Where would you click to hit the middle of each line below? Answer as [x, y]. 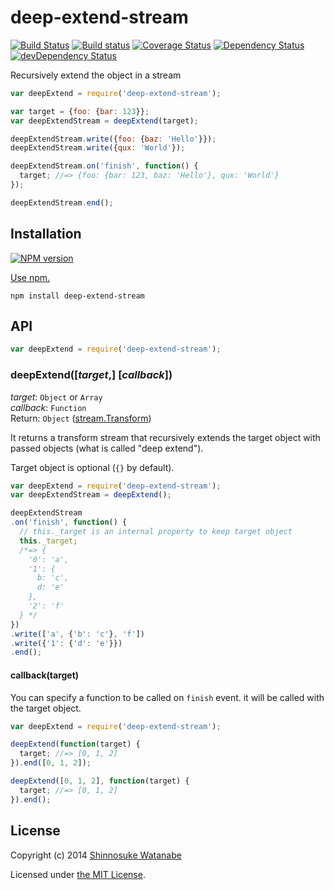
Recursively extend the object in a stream [96, 75]
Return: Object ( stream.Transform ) [81, 418]
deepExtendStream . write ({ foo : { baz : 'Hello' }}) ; [113, 139]
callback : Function [48, 407]
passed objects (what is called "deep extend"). [107, 448]
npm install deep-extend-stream [77, 296]
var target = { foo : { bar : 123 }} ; [80, 111]
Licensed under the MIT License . [78, 874]
